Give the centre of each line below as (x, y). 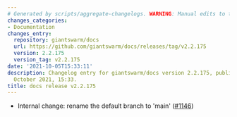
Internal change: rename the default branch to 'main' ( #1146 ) (105, 106)
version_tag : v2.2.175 (47, 60)
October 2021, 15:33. (45, 79)
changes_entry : (30, 33)
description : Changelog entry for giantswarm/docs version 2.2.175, (110, 73)
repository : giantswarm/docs (56, 40)
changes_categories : (38, 20)
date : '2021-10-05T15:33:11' (50, 66)
